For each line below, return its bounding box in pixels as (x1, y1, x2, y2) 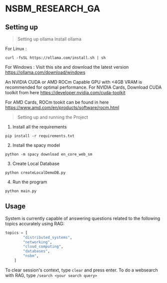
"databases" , (23, 249, 50, 254)
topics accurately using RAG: (5, 220, 65, 227)
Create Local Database (12, 160, 60, 166)
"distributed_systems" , (23, 235, 72, 240)
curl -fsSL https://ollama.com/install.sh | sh (5, 55, 106, 60)
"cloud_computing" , (23, 244, 64, 249)
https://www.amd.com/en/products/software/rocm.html (5, 105, 120, 110)
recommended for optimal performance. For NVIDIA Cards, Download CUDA (5, 84, 162, 90)
